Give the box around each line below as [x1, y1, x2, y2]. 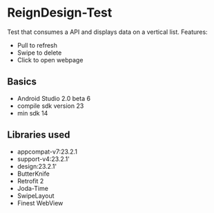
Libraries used [7, 129, 70, 141]
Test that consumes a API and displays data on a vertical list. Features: [7, 28, 208, 36]
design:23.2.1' [17, 162, 57, 170]
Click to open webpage [17, 55, 84, 64]
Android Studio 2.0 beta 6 [17, 94, 91, 102]
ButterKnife [17, 169, 50, 178]
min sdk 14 [17, 109, 48, 117]
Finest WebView [17, 198, 64, 207]
